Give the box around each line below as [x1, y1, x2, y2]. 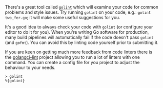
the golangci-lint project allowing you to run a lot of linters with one [5, 54, 140, 60]
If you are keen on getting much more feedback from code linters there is [5, 49, 153, 55]
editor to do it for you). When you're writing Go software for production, [5, 29, 149, 35]
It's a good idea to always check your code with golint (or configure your [5, 24, 153, 30]
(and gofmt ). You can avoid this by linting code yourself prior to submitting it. [5, 40, 159, 45]
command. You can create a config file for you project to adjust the [5, 60, 140, 65]
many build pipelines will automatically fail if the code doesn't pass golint [5, 34, 154, 40]
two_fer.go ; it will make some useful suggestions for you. [5, 15, 121, 20]
